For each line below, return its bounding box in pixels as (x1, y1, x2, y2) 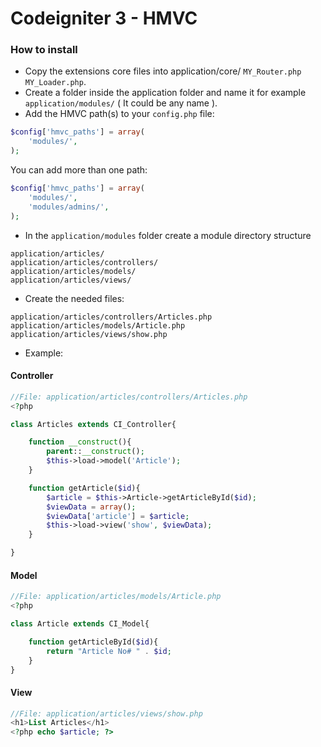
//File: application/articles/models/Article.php (10, 592, 222, 602)
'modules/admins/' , (28, 202, 110, 212)
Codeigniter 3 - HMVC (10, 7, 198, 30)
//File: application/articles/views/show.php (10, 708, 203, 719)
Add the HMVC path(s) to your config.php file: (24, 108, 215, 120)
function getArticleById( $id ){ (28, 637, 159, 647)
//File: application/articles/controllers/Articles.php (10, 392, 248, 402)
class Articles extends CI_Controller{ (10, 419, 177, 429)
